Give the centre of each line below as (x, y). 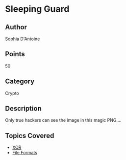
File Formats (25, 153)
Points (15, 54)
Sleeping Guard (37, 9)
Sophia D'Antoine (23, 39)
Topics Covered (30, 136)
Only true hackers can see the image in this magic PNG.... (63, 120)
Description (23, 109)
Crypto (12, 93)
